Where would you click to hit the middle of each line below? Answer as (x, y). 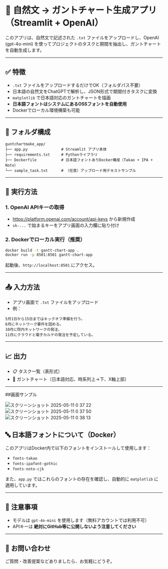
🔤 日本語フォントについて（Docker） (62, 435)
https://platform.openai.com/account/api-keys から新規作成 (74, 219)
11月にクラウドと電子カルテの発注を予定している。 (50, 335)
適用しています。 (22, 485)
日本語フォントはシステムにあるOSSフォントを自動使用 (69, 104)
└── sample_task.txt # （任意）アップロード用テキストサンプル (71, 171)
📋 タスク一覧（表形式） (37, 371)
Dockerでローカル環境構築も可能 (46, 110)
